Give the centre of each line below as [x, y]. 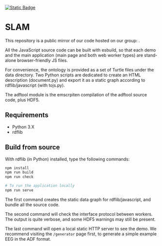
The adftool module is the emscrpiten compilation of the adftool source [76, 94]
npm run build [19, 173]
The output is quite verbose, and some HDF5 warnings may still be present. [81, 219]
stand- [151, 55]
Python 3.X [23, 127]
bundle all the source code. [32, 205]
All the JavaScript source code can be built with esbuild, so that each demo [81, 50]
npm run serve [19, 190]
